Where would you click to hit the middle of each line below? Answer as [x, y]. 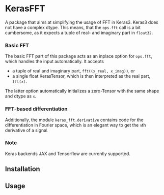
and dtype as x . [21, 96]
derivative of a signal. [27, 130]
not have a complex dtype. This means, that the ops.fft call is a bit [73, 27]
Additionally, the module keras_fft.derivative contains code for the [74, 120]
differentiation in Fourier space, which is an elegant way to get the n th [76, 125]
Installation [23, 169]
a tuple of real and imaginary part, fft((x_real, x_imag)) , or [73, 71]
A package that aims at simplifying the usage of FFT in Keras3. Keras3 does [82, 22]
